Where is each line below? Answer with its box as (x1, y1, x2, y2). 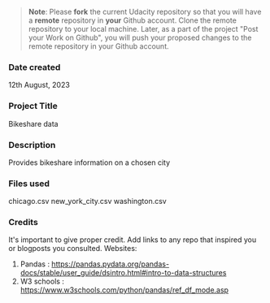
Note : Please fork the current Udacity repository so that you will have (28, 7, 262, 16)
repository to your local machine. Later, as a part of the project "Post (28, 24, 259, 33)
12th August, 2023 (8, 80, 71, 90)
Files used (8, 178, 50, 189)
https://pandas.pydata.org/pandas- (51, 259, 169, 269)
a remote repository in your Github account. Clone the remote (28, 15, 237, 25)
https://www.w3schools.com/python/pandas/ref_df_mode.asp (20, 285, 229, 295)
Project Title (8, 101, 59, 112)
